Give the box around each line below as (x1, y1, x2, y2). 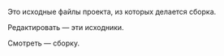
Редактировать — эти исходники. (7, 23, 124, 32)
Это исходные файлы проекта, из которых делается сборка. (7, 7, 217, 16)
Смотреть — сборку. (7, 38, 80, 48)
